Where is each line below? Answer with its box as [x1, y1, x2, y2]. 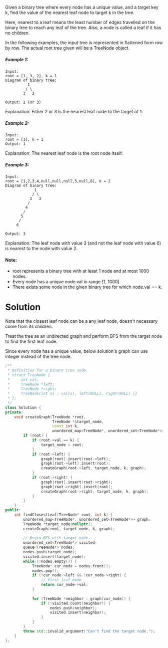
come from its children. [5, 323, 53, 330]
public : [5, 508, 21, 513]
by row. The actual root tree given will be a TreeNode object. [5, 45, 130, 51]
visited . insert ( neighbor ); [49, 610, 106, 615]
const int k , [52, 423, 79, 429]
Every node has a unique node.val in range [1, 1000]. [12, 279, 121, 285]
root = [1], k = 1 [5, 137, 43, 142]
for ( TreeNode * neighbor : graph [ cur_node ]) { [31, 596, 131, 601]
